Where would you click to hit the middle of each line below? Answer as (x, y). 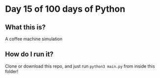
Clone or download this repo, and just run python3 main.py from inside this (80, 66)
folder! (12, 71)
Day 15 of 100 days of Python (65, 9)
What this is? (25, 27)
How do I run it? (29, 54)
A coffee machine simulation (34, 39)
